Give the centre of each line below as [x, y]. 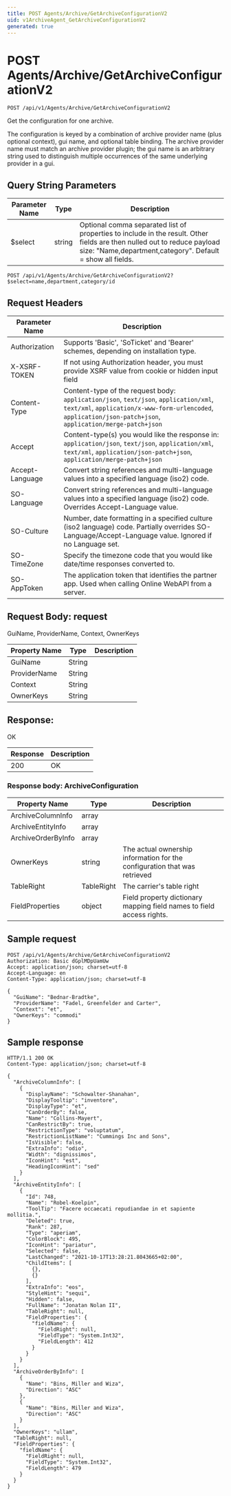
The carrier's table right [161, 886]
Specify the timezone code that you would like [138, 555]
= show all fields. [107, 259]
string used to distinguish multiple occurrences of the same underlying [107, 156]
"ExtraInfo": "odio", [56, 1149]
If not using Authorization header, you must [133, 362]
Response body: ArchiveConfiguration [73, 786]
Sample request [42, 939]
